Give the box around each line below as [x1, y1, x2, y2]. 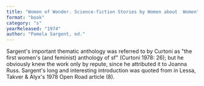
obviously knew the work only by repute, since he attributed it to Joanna [6, 61, 187, 68]
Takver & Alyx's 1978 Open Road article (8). [6, 73, 115, 81]
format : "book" [6, 14, 45, 20]
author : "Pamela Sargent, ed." [6, 31, 86, 37]
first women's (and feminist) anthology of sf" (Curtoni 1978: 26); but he [6, 54, 184, 61]
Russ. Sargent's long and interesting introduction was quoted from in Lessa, [6, 67, 196, 74]
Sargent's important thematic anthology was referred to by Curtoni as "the [6, 48, 192, 55]
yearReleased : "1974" [6, 25, 61, 32]
